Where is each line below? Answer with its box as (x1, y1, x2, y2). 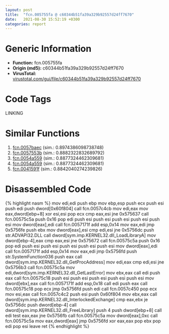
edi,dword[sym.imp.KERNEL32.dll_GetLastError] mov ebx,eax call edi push (5, 270, 160, 276)
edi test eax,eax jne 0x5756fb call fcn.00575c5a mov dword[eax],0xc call (5, 313, 158, 318)
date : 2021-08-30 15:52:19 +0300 (5, 17, 80, 22)
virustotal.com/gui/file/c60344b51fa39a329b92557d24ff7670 (12, 76, 141, 82)
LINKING (5, 110, 24, 116)
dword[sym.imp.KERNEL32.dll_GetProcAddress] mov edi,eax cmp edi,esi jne (5, 259, 164, 265)
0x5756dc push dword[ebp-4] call (5, 302, 77, 308)
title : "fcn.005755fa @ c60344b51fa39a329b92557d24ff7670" (5, 12, 135, 17)
